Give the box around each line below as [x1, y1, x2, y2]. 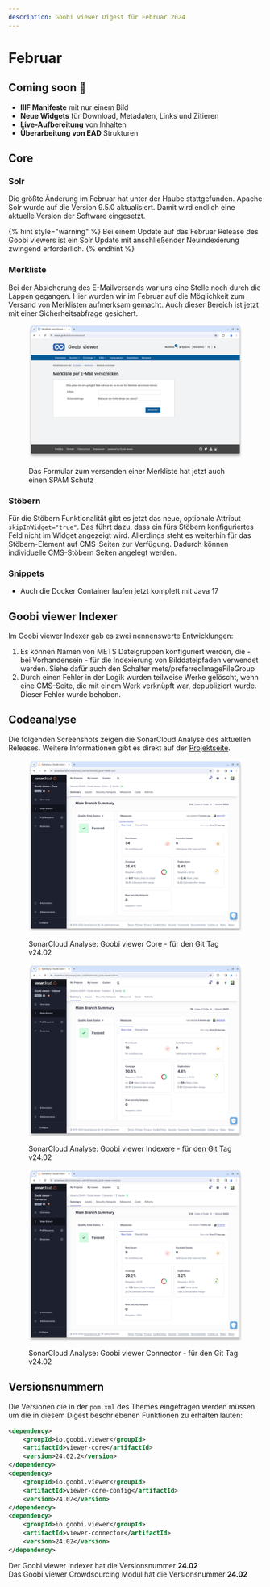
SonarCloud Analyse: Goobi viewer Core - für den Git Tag [28, 939, 219, 949]
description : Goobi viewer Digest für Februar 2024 [8, 13, 185, 21]
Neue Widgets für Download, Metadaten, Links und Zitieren [19, 111, 219, 120]
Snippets [8, 568, 44, 579]
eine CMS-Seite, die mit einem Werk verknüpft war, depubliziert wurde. [19, 681, 257, 691]
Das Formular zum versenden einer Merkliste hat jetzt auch [28, 466, 226, 476]
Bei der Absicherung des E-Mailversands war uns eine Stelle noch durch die [8, 283, 262, 292]
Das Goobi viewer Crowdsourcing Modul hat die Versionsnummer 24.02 [8, 1569, 248, 1579]
